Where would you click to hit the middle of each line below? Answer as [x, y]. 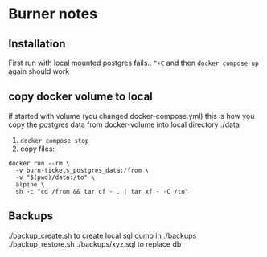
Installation [37, 44]
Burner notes [53, 14]
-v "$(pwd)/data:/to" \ [55, 177]
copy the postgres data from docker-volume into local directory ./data [124, 124]
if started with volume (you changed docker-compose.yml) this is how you [131, 116]
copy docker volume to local [80, 97]
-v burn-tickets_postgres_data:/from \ [82, 170]
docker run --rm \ [39, 163]
